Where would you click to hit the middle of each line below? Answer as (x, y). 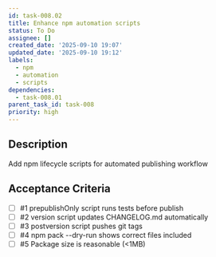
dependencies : (32, 90)
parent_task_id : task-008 (51, 105)
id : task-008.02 (35, 16)
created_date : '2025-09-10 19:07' (66, 45)
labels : (21, 61)
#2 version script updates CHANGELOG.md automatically (114, 217)
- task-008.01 (39, 97)
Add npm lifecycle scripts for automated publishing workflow (108, 164)
